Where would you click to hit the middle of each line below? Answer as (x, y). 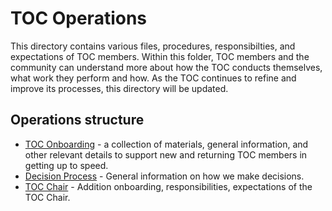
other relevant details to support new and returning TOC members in (166, 154)
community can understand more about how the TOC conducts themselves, (166, 67)
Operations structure (77, 120)
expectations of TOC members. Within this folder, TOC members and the (160, 56)
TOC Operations (79, 18)
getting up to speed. (66, 165)
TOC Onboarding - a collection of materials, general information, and (166, 144)
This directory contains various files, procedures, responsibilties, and (153, 46)
